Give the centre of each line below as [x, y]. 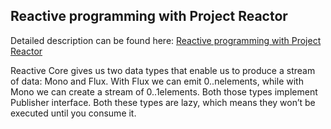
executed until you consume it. [73, 113]
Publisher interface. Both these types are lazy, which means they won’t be [163, 102]
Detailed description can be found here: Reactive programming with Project [166, 40]
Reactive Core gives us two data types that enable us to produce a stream [163, 70]
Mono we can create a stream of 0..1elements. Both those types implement [164, 91]
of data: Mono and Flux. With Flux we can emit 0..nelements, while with [157, 81]
